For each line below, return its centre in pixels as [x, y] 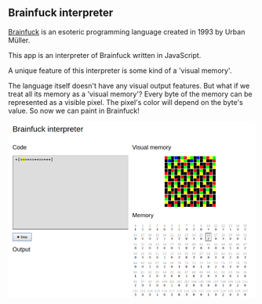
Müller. [19, 40]
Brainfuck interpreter [61, 13]
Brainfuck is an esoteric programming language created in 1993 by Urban [127, 31]
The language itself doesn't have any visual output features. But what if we [129, 85]
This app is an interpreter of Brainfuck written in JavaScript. [105, 55]
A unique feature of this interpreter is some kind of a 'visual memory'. [120, 71]
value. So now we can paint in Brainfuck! [74, 110]
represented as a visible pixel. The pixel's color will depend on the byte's [126, 102]
